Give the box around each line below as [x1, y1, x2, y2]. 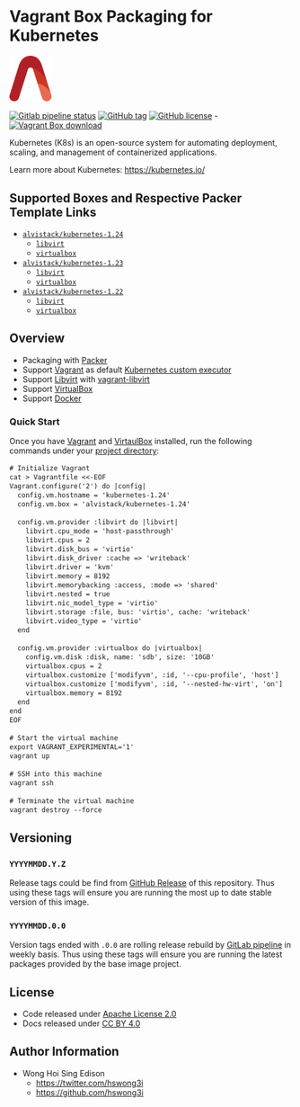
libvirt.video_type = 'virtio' [25, 617, 143, 626]
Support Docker [22, 393, 82, 404]
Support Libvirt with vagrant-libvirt [22, 373, 150, 384]
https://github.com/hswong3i [35, 1086, 144, 1098]
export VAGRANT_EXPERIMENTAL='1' [9, 743, 135, 752]
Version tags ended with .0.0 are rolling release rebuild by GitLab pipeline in [9, 940, 292, 951]
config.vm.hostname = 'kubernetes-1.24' [17, 491, 171, 500]
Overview [9, 331, 66, 346]
